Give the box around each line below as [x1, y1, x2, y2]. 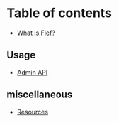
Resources [16, 107, 49, 116]
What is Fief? [16, 28, 56, 37]
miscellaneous [6, 89, 73, 101]
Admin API [16, 68, 48, 76]
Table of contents [6, 5, 113, 21]
